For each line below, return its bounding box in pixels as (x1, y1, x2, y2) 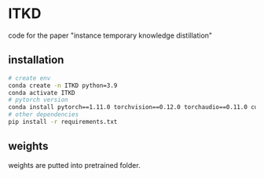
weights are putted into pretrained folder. (8, 160, 141, 169)
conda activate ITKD (8, 89, 76, 96)
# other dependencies (8, 111, 79, 118)
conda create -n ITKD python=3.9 (8, 82, 118, 89)
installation (8, 53, 64, 67)
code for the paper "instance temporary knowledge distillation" (8, 31, 213, 40)
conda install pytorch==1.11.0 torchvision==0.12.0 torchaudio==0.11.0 (8, 104, 247, 111)
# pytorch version (8, 96, 68, 104)
